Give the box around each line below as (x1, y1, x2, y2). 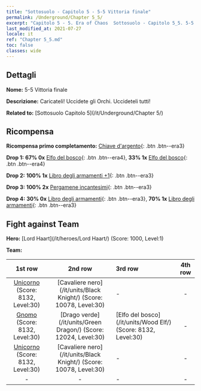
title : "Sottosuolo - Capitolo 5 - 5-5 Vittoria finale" (6, 8, 151, 15)
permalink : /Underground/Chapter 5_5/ (6, 14, 103, 20)
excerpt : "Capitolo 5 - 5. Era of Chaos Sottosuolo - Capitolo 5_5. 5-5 (6, 20, 194, 26)
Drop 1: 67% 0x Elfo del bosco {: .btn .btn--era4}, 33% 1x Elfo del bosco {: (6, 154, 188, 161)
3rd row (115, 264, 139, 273)
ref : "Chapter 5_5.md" (6, 37, 63, 43)
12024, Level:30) (55, 333, 105, 342)
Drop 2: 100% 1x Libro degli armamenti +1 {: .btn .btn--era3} (6, 172, 154, 179)
